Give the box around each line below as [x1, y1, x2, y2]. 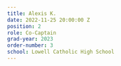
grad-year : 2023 [7, 36, 53, 43]
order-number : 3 [7, 42, 53, 49]
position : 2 [7, 23, 41, 30]
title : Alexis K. [7, 10, 57, 17]
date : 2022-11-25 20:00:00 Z [7, 16, 90, 23]
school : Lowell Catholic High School [7, 49, 115, 56]
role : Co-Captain [7, 29, 57, 36]
